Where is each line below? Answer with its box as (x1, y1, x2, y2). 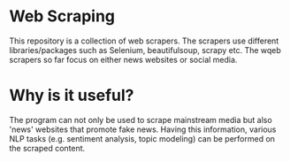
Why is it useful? (9, 86, 134, 105)
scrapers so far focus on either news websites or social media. (9, 54, 238, 65)
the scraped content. (9, 143, 86, 153)
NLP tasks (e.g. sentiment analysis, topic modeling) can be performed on (9, 133, 276, 143)
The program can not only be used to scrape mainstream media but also (9, 114, 272, 125)
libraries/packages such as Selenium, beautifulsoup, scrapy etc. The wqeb (9, 44, 281, 55)
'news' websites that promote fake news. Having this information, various (9, 124, 277, 135)
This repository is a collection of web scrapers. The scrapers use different (9, 35, 279, 46)
